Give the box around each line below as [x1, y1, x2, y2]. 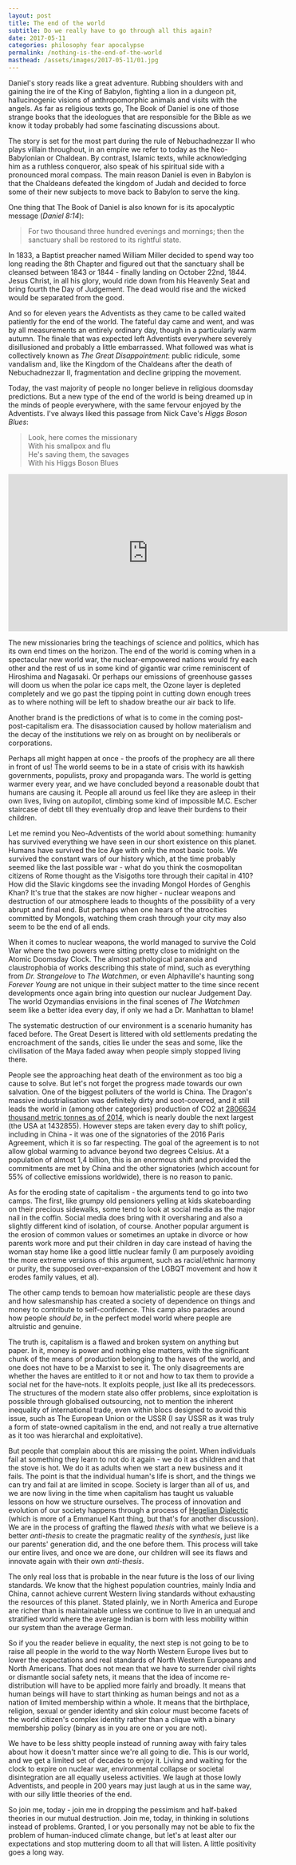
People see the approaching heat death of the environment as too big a [8, 1069, 243, 1079]
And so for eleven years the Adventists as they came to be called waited [8, 308, 246, 318]
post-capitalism [8, 720, 60, 731]
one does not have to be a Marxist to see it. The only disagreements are [8, 1363, 245, 1372]
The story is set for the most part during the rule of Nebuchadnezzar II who [8, 136, 255, 145]
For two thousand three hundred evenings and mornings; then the [27, 226, 245, 236]
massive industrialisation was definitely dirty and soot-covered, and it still [8, 1095, 250, 1105]
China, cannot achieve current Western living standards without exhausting [8, 1589, 255, 1598]
